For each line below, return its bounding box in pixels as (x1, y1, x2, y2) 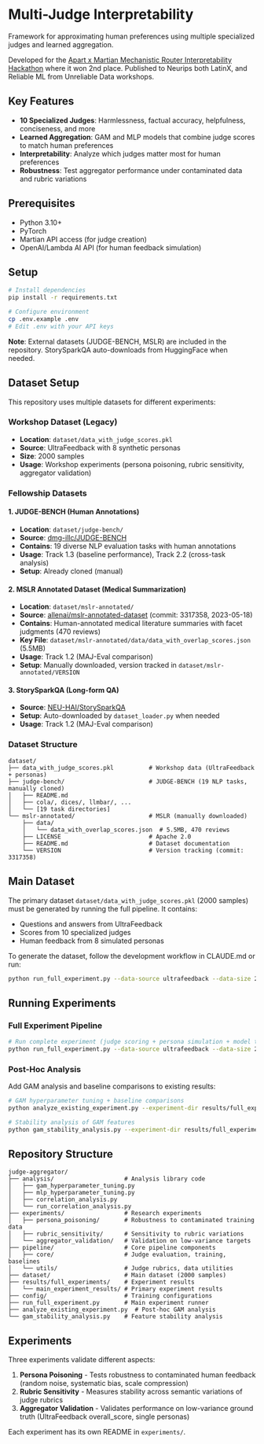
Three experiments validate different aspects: (8, 1355, 156, 1365)
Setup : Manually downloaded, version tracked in (19, 661, 177, 670)
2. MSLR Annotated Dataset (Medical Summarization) (8, 584, 187, 594)
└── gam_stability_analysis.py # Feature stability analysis (8, 1313, 223, 1321)
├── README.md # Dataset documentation (22, 839, 230, 847)
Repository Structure (8, 1147, 114, 1161)
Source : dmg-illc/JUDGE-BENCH (19, 532, 127, 542)
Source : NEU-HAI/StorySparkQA (19, 702, 126, 713)
